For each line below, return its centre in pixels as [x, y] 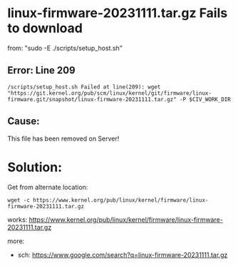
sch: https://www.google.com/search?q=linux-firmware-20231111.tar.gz [123, 255]
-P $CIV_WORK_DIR [205, 99]
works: [17, 220]
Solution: [35, 167]
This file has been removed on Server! [63, 138]
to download [45, 28]
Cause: [24, 122]
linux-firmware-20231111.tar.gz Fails [118, 13]
